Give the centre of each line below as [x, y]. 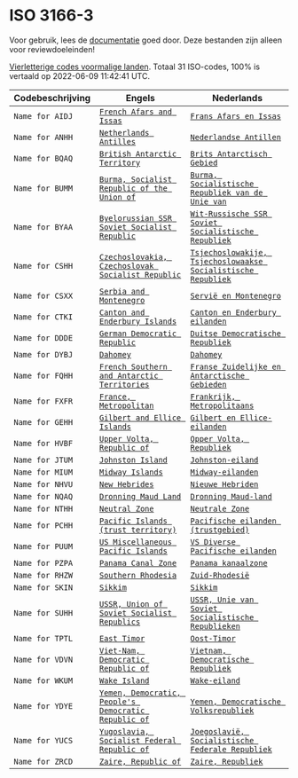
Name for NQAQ [43, 496]
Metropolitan [126, 405]
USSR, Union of [131, 604]
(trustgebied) [220, 530]
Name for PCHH [43, 525]
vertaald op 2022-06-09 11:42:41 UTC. [80, 75]
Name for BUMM [43, 188]
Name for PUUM [43, 546]
